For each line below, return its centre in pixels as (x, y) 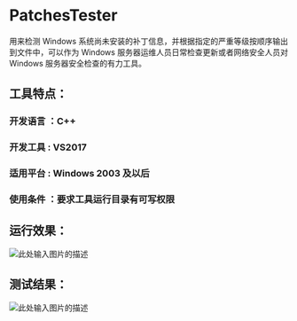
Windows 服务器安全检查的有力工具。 (78, 63)
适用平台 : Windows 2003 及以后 (80, 174)
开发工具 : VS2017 (48, 147)
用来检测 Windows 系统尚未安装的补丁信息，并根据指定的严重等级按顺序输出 (148, 41)
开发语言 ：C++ (43, 121)
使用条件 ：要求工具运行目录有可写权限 (92, 200)
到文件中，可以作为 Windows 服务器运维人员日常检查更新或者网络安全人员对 (148, 52)
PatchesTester (63, 16)
